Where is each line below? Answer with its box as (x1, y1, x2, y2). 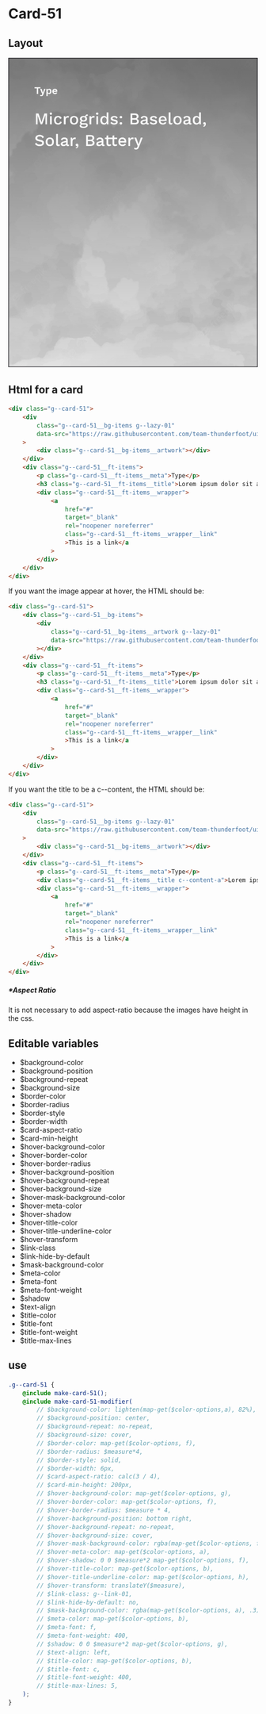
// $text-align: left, (36, 1648, 112, 1656)
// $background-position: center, (36, 1414, 150, 1422)
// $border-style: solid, (36, 1456, 123, 1464)
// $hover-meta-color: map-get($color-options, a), (36, 1548, 211, 1556)
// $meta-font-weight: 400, (36, 1632, 129, 1640)
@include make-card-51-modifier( (22, 1398, 133, 1405)
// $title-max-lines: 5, (36, 1682, 119, 1690)
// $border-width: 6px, (36, 1464, 115, 1472)
